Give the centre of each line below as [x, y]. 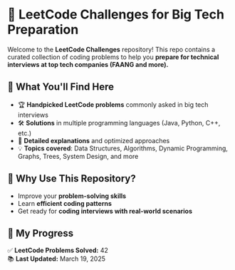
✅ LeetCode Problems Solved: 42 [58, 250]
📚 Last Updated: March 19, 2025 [56, 259]
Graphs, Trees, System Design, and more [78, 156]
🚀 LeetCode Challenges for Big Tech [116, 15]
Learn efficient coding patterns [64, 203]
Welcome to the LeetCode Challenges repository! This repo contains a [111, 49]
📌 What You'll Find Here [61, 87]
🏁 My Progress [41, 233]
